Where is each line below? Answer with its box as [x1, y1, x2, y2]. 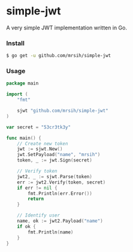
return [28, 196, 44, 202]
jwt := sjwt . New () [17, 146, 63, 152]
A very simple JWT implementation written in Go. [6, 24, 128, 31]
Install [6, 39, 25, 47]
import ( [6, 91, 28, 97]
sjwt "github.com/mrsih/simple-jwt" [17, 108, 109, 114]
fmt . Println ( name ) [28, 229, 74, 235]
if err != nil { [17, 185, 58, 191]
